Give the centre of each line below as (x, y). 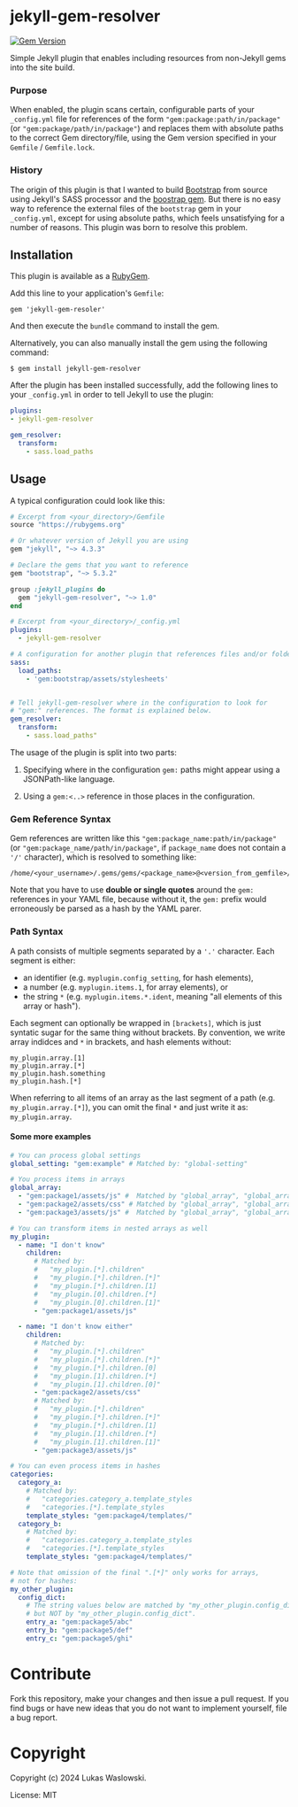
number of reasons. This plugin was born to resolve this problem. (129, 227)
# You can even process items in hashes (86, 1466)
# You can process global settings (76, 1155)
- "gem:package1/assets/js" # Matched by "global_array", (129, 1196)
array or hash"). (51, 1006)
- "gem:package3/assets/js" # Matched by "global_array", (129, 1212)
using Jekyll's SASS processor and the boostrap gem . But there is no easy (145, 199)
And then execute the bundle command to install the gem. (115, 326)
